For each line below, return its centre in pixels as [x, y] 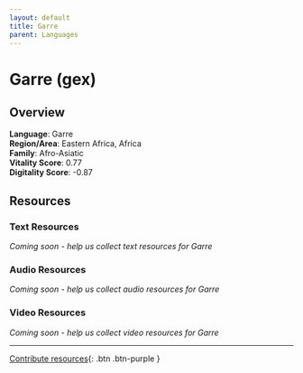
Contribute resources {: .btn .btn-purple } [85, 359]
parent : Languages [44, 34]
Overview [37, 112]
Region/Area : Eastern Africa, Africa [76, 144]
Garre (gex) [53, 79]
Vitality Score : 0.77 [46, 163]
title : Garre [34, 26]
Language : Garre [41, 134]
